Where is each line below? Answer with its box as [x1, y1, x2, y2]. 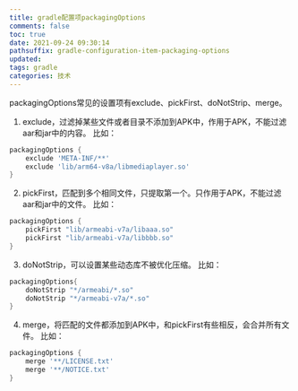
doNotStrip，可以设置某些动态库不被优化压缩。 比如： [21, 259, 222, 270]
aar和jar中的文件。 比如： [21, 199, 117, 210]
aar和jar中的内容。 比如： [21, 127, 117, 138]
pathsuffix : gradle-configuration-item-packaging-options [9, 47, 230, 56]
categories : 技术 [9, 72, 72, 81]
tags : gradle [9, 64, 58, 73]
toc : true [9, 30, 47, 39]
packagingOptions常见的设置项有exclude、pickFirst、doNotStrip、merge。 [9, 97, 288, 108]
